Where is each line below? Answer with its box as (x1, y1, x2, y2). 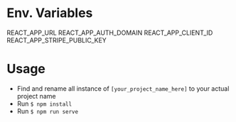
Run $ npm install (16, 99, 73, 108)
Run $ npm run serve (16, 106, 79, 115)
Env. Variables (6, 5, 93, 21)
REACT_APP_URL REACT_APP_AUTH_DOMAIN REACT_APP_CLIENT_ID (6, 28, 213, 37)
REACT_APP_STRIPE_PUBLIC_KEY (6, 35, 107, 44)
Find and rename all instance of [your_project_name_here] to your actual (16, 84, 230, 93)
